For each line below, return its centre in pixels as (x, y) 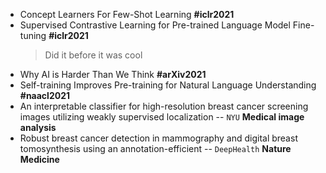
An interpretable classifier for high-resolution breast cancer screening (164, 106)
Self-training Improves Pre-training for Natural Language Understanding (168, 85)
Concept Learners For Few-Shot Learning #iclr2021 (127, 14)
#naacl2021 (44, 95)
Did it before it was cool (93, 55)
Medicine (39, 159)
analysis (38, 127)
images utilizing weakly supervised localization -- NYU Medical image (162, 117)
